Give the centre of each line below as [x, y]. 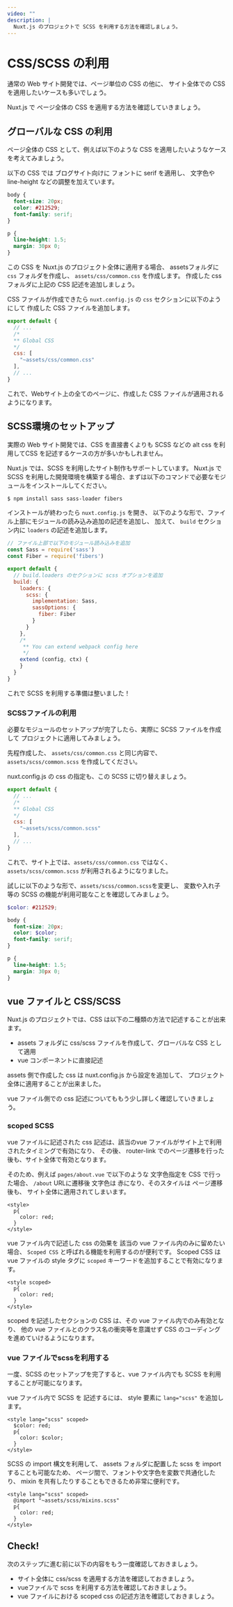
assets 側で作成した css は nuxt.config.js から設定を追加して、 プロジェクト [116, 1075]
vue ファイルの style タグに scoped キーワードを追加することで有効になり [112, 1260]
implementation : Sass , [65, 601]
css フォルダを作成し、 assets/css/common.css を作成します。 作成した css [114, 275]
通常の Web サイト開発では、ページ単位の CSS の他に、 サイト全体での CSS [116, 84]
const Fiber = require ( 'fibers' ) [56, 557]
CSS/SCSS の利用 [58, 63]
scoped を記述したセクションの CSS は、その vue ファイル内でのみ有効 [110, 1320]
